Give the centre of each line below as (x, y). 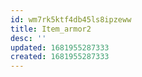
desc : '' (28, 38)
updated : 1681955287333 (60, 47)
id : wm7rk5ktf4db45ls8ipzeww (71, 19)
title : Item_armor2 (51, 29)
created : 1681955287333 (60, 57)
